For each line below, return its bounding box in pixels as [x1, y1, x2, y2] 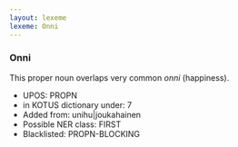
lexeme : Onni [9, 22, 59, 31]
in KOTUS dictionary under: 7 [22, 99, 133, 110]
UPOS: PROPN [22, 90, 77, 101]
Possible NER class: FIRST [22, 119, 122, 130]
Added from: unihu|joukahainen [22, 109, 142, 120]
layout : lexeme [9, 13, 67, 23]
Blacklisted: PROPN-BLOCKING [22, 128, 141, 139]
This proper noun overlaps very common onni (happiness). [9, 72, 230, 83]
